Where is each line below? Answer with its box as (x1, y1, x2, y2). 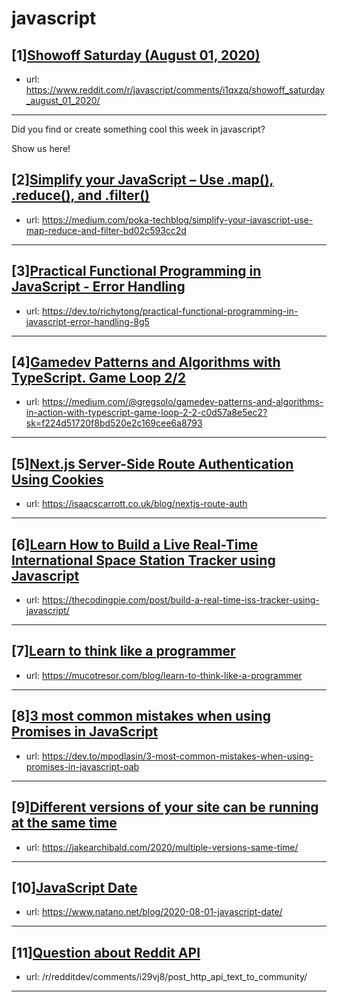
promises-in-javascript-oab (25, 760, 140, 772)
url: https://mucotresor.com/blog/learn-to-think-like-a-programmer (25, 669, 303, 681)
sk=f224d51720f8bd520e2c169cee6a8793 (25, 417, 203, 429)
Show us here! (11, 143, 71, 154)
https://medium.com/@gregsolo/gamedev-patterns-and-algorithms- (41, 396, 324, 408)
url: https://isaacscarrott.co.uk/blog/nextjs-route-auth (25, 498, 248, 510)
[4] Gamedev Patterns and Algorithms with (11, 354, 281, 371)
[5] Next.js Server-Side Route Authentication (11, 455, 294, 472)
